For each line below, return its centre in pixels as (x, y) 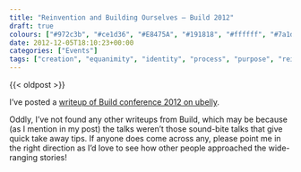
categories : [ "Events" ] (54, 51)
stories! (53, 157)
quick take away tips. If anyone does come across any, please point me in (145, 138)
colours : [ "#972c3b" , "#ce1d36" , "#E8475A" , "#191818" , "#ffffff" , (138, 34)
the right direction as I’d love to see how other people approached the (138, 148)
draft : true (31, 26)
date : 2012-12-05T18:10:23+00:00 (72, 43)
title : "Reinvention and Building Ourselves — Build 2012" (122, 17)
